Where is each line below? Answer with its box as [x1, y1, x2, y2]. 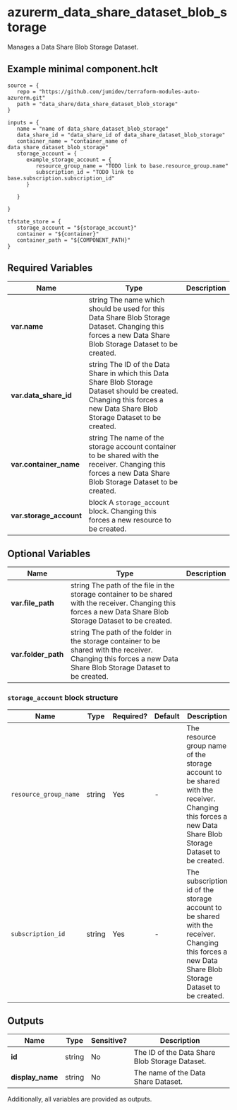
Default [154, 711, 180, 721]
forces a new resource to [88, 515, 171, 525]
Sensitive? [90, 1036, 127, 1046]
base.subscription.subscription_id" [7, 175, 115, 182]
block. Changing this [88, 506, 157, 516]
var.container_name [11, 459, 80, 469]
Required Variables [7, 262, 93, 274]
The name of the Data [133, 1068, 206, 1078]
